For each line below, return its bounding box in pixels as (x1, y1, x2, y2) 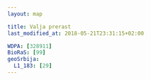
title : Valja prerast (7, 23, 72, 30)
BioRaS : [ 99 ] (7, 49, 46, 57)
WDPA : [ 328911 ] (7, 42, 52, 50)
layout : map (7, 10, 43, 18)
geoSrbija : (7, 56, 40, 63)
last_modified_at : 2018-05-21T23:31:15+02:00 (7, 30, 144, 37)
